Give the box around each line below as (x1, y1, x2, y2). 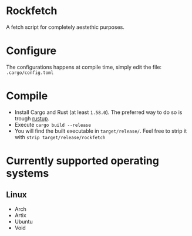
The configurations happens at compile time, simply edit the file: (6, 63, 162, 70)
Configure (6, 44, 57, 58)
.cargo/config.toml (6, 69, 54, 76)
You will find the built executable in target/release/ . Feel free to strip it (14, 127, 187, 134)
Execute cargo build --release (14, 121, 91, 128)
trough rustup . (14, 114, 50, 122)
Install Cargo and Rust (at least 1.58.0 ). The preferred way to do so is (14, 109, 183, 116)
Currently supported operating (6, 154, 160, 167)
